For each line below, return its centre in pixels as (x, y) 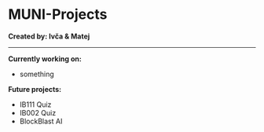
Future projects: (35, 89)
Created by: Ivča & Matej (49, 36)
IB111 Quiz (35, 104)
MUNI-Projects (58, 15)
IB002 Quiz (38, 112)
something (37, 74)
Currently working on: (45, 59)
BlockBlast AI (41, 121)
